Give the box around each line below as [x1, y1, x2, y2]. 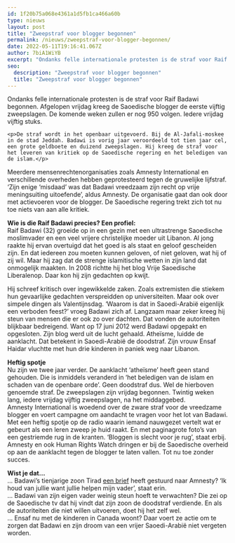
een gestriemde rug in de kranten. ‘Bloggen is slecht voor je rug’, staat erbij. [7, 433, 227, 442]
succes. [7, 455, 30, 464]
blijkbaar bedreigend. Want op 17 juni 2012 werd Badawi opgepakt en [7, 322, 207, 331]
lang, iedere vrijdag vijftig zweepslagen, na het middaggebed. [7, 395, 186, 404]
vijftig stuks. [7, 117, 43, 126]
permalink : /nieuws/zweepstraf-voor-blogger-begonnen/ [7, 37, 171, 44]
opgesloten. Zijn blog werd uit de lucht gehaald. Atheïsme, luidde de [7, 330, 204, 338]
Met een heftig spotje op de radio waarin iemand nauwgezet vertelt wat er [7, 418, 222, 426]
